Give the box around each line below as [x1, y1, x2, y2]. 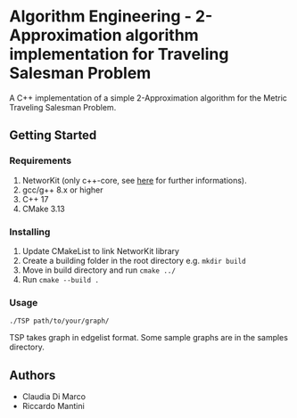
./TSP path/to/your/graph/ [9, 316, 110, 326]
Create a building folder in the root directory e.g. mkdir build [21, 255, 247, 266]
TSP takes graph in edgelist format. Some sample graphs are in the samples [9, 332, 288, 343]
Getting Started [9, 127, 97, 143]
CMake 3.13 [21, 203, 65, 214]
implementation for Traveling [9, 45, 229, 64]
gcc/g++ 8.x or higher [21, 184, 104, 195]
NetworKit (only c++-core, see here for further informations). [21, 175, 247, 185]
